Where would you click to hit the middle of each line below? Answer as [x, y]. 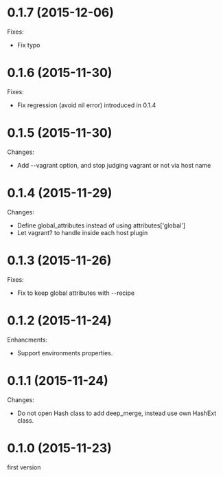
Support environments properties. [65, 353]
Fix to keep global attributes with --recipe [76, 293]
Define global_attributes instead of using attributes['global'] [101, 225]
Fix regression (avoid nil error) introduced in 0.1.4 [86, 105]
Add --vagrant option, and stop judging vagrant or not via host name [114, 165]
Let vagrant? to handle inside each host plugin [82, 232]
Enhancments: [27, 340]
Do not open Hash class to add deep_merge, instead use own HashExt [117, 413]
